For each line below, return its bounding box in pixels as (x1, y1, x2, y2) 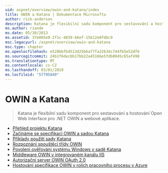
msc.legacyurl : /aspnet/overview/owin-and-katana (5, 40, 111, 45)
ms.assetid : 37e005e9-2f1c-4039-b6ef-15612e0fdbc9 (5, 35, 113, 40)
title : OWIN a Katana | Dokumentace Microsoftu (5, 12, 106, 17)
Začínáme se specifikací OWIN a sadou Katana (12, 130, 109, 136)
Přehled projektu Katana (12, 125, 62, 131)
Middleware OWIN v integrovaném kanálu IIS (12, 152, 105, 158)
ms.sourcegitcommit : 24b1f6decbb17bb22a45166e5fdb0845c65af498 (5, 53, 140, 59)
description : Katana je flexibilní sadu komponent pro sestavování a (5, 21, 153, 26)
